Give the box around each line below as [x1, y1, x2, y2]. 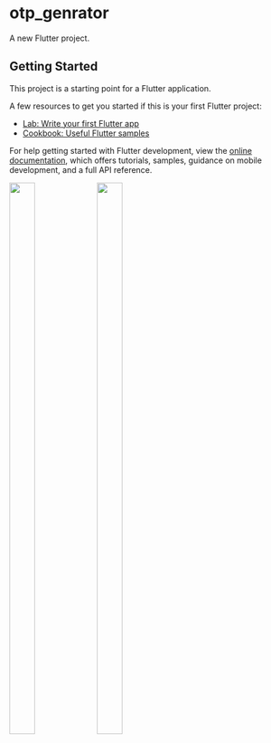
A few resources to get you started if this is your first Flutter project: [9, 100, 262, 111]
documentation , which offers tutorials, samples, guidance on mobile [9, 155, 262, 166]
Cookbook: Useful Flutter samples [22, 128, 150, 138]
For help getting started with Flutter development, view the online [9, 145, 253, 156]
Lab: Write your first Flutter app [22, 118, 140, 129]
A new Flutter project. [9, 33, 90, 43]
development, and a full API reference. [9, 164, 153, 175]
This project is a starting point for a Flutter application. [9, 82, 211, 93]
